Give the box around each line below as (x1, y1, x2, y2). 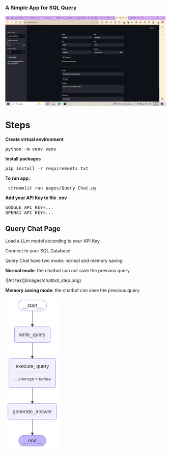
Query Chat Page (5, 224, 61, 233)
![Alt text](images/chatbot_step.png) (5, 277, 81, 283)
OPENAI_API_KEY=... (5, 210, 54, 216)
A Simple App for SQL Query (5, 4, 77, 11)
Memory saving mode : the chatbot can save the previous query (5, 288, 140, 294)
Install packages (5, 156, 41, 162)
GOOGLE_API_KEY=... (5, 205, 54, 210)
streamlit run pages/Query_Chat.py (8, 185, 97, 191)
